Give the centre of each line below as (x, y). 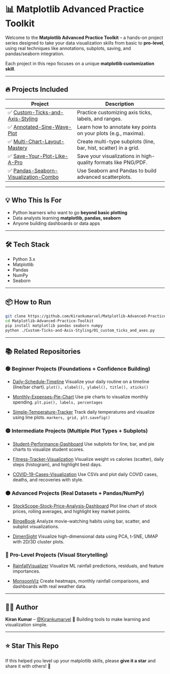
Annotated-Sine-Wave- (42, 127)
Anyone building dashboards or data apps (56, 223)
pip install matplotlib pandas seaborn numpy (54, 326)
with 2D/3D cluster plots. (38, 541)
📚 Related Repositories (43, 352)
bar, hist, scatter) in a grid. (108, 148)
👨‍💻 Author (22, 607)
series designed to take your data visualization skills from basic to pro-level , (85, 43)
